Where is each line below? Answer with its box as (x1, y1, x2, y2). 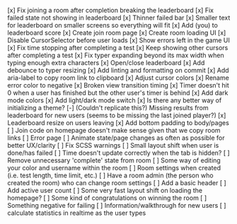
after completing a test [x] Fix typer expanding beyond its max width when (7, 51, 224, 59)
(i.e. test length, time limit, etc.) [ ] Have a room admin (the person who (7, 171, 214, 179)
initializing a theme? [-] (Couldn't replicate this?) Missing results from (7, 104, 209, 112)
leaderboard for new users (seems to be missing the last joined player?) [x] (7, 111, 226, 119)
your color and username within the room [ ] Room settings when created (7, 164, 221, 172)
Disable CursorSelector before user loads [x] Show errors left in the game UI (7, 36, 230, 45)
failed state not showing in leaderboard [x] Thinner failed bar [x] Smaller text (7, 13, 231, 22)
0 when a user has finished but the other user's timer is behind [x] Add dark (7, 88, 229, 97)
